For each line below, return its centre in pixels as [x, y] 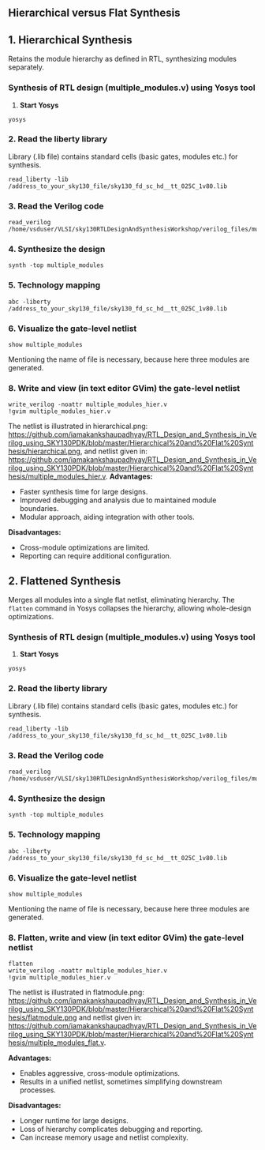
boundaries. [39, 509]
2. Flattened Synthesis [65, 581]
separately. [26, 67]
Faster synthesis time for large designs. [84, 492]
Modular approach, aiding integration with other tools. [107, 517]
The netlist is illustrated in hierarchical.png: [78, 427]
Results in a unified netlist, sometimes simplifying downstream [121, 1082]
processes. [38, 1090]
